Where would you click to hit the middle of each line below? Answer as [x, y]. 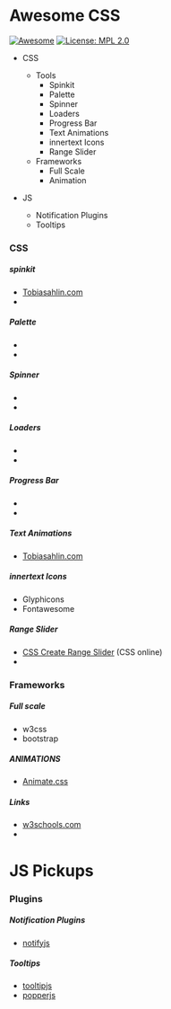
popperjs [39, 996]
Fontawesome [48, 608]
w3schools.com [51, 825]
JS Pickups [51, 870]
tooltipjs [37, 986]
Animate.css [45, 782]
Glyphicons [43, 599]
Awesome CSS [65, 16]
